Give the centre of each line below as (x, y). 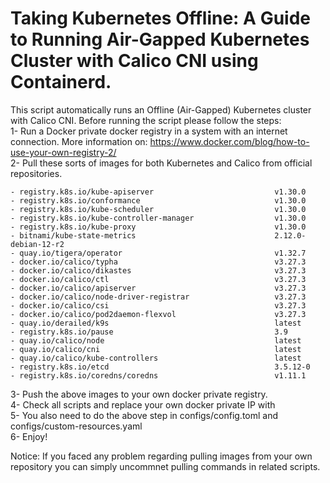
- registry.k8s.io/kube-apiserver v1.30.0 (158, 192)
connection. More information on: (79, 141)
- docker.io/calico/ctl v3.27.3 (158, 279)
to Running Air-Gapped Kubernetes (160, 39)
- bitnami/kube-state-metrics (73, 235)
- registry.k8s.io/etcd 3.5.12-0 (160, 367)
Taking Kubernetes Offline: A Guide (160, 18)
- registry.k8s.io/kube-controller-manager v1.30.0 (158, 218)
